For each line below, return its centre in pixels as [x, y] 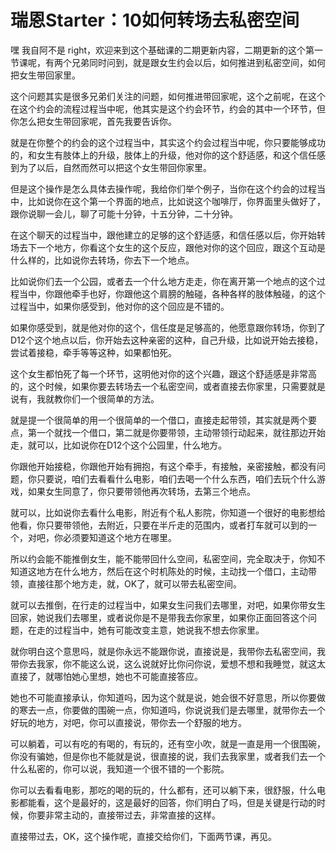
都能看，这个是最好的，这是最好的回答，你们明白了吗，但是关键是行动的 [167, 802]
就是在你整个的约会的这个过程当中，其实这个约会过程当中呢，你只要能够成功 [168, 142]
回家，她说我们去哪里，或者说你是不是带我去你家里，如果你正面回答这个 [159, 617]
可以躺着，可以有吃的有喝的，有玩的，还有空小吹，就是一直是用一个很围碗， [168, 743]
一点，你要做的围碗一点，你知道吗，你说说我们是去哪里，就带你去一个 [181, 710]
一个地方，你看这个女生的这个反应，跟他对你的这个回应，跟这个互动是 [181, 247]
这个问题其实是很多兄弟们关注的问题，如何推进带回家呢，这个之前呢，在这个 [168, 96]
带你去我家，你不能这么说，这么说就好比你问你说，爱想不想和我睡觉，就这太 [168, 663]
